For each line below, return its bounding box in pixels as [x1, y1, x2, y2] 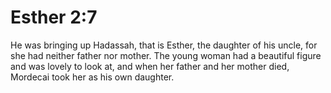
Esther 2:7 [10, 6, 98, 29]
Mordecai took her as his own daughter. [10, 71, 175, 83]
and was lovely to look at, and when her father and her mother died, [10, 60, 290, 72]
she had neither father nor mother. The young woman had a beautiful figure [10, 49, 322, 61]
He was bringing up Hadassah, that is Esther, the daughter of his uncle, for [10, 39, 318, 51]
